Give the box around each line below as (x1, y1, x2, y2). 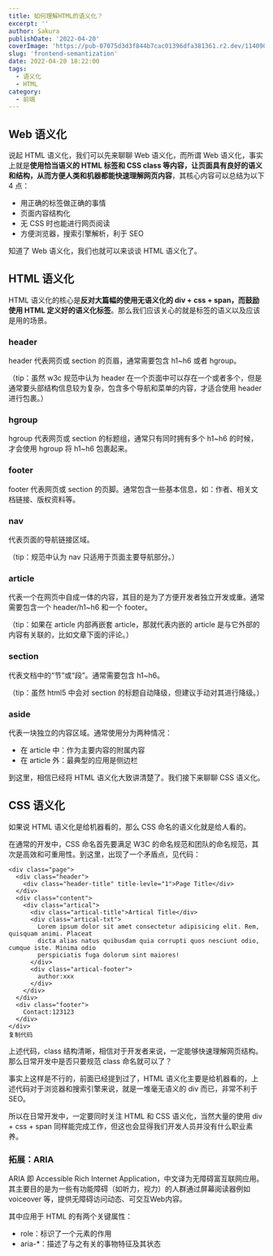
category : (8, 87, 42, 96)
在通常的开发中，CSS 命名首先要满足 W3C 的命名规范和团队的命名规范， (8, 839, 252, 848)
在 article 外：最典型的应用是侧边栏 (19, 755, 138, 765)
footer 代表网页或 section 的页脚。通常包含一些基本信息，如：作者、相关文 (8, 484, 258, 494)
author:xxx (37, 972, 75, 980)
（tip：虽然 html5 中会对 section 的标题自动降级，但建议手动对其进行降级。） (8, 687, 264, 697)
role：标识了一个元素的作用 (19, 1229, 112, 1239)
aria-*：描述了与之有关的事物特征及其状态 (19, 1239, 161, 1249)
